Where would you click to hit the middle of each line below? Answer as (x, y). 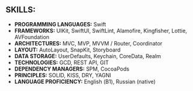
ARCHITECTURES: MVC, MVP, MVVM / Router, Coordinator (88, 43)
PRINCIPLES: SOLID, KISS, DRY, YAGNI (63, 75)
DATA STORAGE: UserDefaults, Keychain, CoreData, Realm (88, 56)
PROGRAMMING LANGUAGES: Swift (60, 24)
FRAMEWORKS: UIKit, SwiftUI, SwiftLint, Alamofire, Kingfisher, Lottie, (101, 31)
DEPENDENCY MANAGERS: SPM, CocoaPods (72, 69)
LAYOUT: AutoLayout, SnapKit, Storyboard (67, 50)
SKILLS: (21, 10)
